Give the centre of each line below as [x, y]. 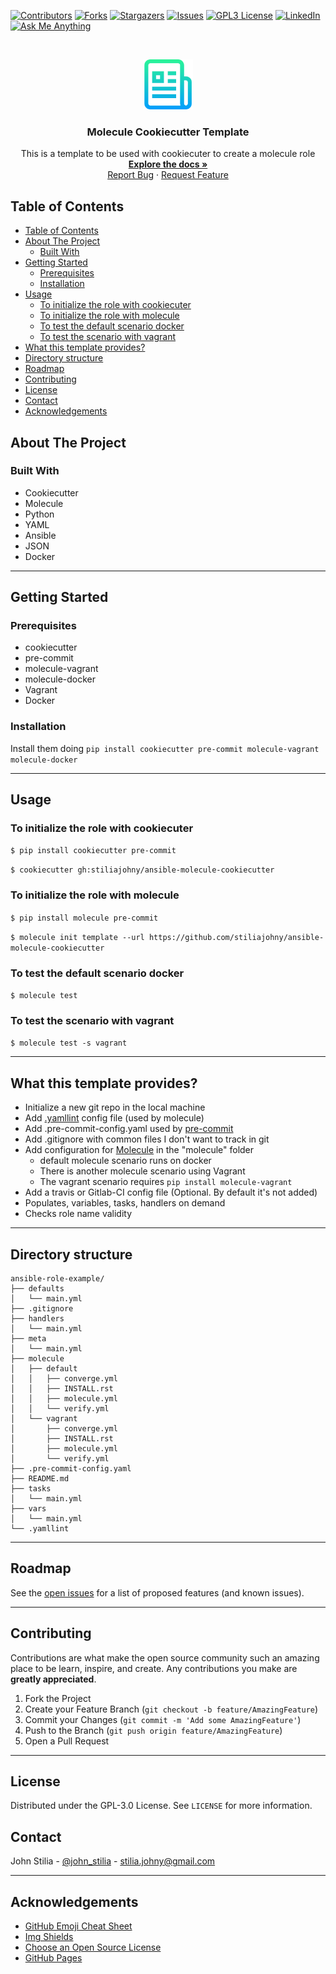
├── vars [28, 1508]
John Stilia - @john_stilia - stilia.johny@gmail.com [113, 1861]
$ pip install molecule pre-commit [84, 918]
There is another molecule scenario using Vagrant [142, 1171]
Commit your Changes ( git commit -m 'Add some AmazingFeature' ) [163, 1719]
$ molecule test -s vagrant [69, 1043]
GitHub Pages [53, 1958]
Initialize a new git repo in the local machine [115, 1107]
